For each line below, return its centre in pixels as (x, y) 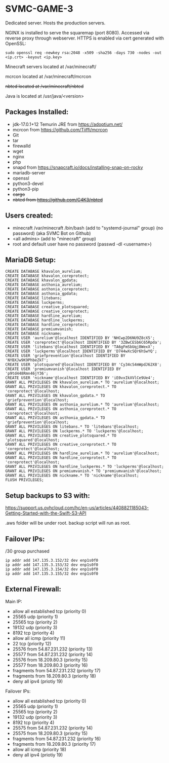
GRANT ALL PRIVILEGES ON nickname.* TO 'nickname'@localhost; (72, 476)
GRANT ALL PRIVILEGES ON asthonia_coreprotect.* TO (61, 409)
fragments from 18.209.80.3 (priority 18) (54, 676)
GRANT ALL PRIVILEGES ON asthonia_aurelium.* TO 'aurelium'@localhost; (82, 405)
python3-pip (26, 189)
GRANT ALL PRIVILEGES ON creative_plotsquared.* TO (61, 436)
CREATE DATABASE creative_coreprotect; (47, 312)
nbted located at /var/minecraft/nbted (45, 86)
